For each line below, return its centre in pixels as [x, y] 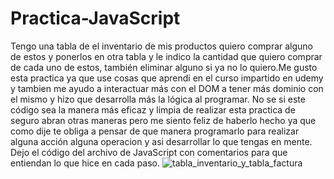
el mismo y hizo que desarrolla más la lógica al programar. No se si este [158, 99]
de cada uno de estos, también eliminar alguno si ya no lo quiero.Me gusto [164, 67]
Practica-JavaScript [95, 18]
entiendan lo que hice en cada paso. [85, 163]
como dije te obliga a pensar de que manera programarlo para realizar [155, 131]
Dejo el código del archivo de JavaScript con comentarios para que [149, 152]
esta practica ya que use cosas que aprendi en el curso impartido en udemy [167, 78]
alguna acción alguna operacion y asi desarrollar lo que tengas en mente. [161, 141]
